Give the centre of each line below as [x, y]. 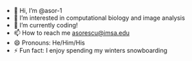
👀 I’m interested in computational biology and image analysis [99, 18]
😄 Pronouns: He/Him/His [49, 42]
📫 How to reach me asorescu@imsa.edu [72, 33]
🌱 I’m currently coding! [46, 25]
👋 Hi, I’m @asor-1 [38, 11]
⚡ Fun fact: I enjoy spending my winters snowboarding [91, 50]
